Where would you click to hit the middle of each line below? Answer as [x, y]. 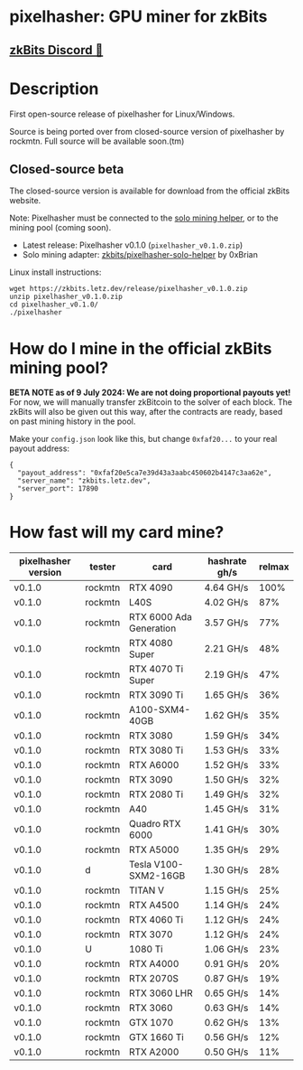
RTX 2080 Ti [156, 794]
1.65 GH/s [226, 695]
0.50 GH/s [226, 1052]
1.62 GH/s [226, 716]
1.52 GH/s [226, 765]
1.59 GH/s [226, 736]
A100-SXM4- [160, 709]
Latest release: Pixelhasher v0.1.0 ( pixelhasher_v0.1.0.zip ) [133, 245]
